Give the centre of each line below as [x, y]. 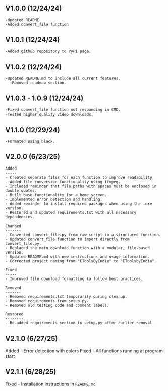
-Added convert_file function [37, 24]
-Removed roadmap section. [38, 83]
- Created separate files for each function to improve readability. [80, 177]
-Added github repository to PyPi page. [48, 51]
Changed [13, 226]
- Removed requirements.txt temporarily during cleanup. [66, 296]
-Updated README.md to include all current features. [63, 78]
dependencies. [20, 217]
